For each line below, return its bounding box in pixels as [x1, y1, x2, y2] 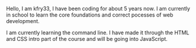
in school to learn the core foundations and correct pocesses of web [6, 11, 173, 18]
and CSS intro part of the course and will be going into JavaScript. [6, 36, 168, 42]
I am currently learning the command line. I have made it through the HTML [6, 29, 189, 36]
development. [6, 18, 40, 24]
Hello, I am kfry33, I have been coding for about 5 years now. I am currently [6, 5, 191, 12]
